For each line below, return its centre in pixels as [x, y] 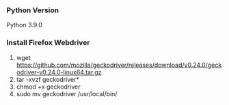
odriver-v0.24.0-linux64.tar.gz [59, 72]
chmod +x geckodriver [48, 87]
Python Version [33, 10]
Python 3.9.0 [24, 25]
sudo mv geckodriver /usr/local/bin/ [67, 93]
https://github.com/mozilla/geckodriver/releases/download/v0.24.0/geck [119, 65]
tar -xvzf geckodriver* [48, 79]
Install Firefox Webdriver [48, 43]
